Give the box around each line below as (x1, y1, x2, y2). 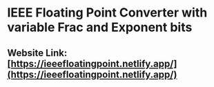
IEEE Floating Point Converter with (7, 5, 208, 21)
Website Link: (7, 47, 68, 59)
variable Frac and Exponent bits (7, 19, 193, 35)
